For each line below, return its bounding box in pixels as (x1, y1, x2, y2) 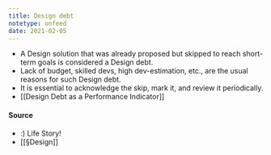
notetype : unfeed (8, 19, 67, 27)
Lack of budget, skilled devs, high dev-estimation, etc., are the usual (19, 66, 248, 76)
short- (242, 49, 264, 59)
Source (8, 110, 34, 119)
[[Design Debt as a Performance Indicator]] (19, 92, 165, 102)
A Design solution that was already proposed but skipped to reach (19, 49, 241, 59)
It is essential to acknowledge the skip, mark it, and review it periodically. (19, 83, 264, 93)
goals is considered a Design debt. (37, 57, 154, 67)
